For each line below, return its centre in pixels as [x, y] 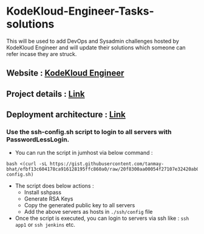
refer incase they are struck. [42, 54]
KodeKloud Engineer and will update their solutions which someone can [96, 48]
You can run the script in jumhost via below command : [84, 153]
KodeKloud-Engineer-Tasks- [80, 11]
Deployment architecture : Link [66, 115]
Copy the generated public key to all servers [80, 205]
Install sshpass [43, 193]
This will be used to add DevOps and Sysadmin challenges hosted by [93, 41]
